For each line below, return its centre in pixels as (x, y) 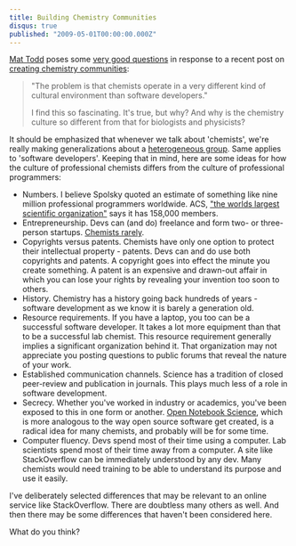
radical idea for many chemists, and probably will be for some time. (145, 431)
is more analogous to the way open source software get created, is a (148, 422)
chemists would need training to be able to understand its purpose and (152, 469)
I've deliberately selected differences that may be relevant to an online (138, 496)
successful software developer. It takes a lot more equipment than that (152, 327)
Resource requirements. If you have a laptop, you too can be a (136, 318)
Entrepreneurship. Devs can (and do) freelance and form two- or (140, 223)
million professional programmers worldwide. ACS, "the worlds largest (151, 204)
